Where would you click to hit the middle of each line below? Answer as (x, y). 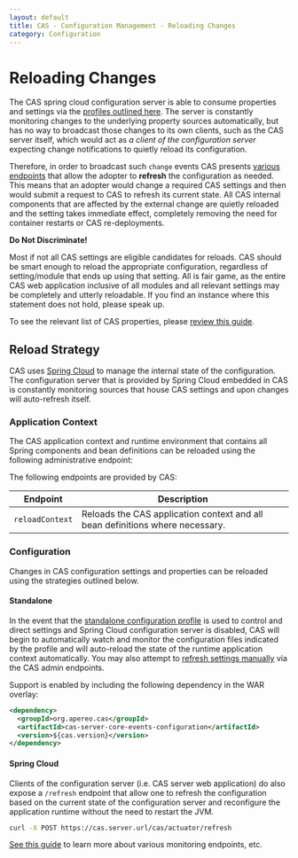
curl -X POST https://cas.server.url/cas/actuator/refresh (121, 828)
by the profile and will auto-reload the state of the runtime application (136, 649)
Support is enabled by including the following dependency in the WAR (137, 684)
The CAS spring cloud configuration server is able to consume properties (143, 102)
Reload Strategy (55, 350)
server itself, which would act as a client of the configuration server (133, 140)
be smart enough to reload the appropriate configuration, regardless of (139, 267)
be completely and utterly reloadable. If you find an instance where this (139, 295)
